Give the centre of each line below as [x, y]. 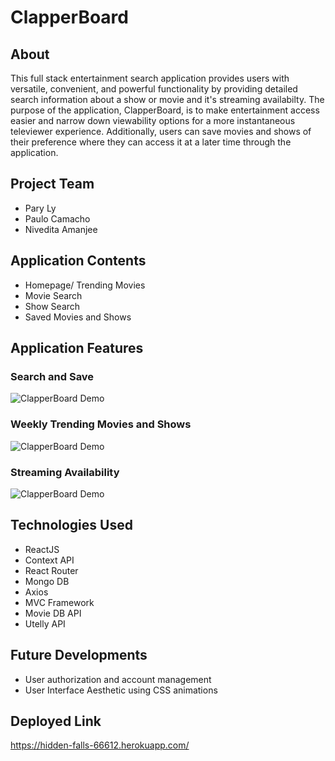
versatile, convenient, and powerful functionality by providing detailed [154, 89]
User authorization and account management [118, 679]
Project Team [52, 184]
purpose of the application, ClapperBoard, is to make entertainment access [165, 110]
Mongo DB [47, 581]
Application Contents [78, 261]
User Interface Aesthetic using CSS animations [121, 690]
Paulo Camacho [57, 218]
